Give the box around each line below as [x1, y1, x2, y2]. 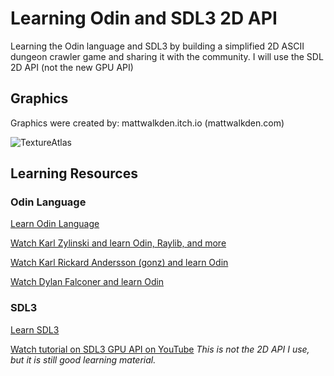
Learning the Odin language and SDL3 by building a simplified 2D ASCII [10, 40, 305, 52]
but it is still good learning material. [10, 353, 157, 366]
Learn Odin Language [10, 218, 100, 230]
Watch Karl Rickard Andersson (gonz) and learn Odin [10, 257, 229, 269]
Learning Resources [10, 165, 138, 182]
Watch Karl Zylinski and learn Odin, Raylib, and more [10, 237, 227, 249]
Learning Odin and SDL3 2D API [10, 7, 278, 30]
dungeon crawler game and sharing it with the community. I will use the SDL [10, 50, 324, 62]
